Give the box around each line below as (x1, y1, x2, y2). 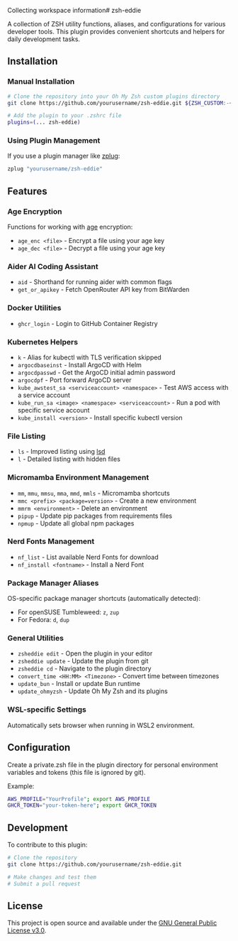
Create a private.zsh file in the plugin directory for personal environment (7, 760, 218, 769)
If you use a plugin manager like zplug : (7, 152, 120, 161)
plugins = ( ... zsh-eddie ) (7, 119, 81, 126)
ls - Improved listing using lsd (17, 447, 106, 456)
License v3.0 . (7, 926, 47, 935)
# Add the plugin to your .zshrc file (7, 112, 122, 119)
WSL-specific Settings (7, 705, 86, 714)
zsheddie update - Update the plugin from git (17, 657, 149, 665)
